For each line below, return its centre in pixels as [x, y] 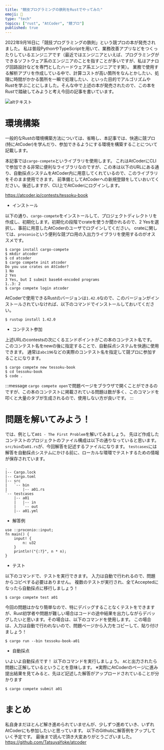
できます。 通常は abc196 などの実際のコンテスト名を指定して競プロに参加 [79, 352]
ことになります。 [26, 358]
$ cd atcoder [18, 258]
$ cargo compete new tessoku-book [40, 368]
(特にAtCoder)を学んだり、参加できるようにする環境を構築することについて [81, 144]
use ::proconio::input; [29, 530]
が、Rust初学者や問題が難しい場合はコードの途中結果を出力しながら [74, 613]
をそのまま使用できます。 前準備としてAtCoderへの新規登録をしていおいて [80, 179]
